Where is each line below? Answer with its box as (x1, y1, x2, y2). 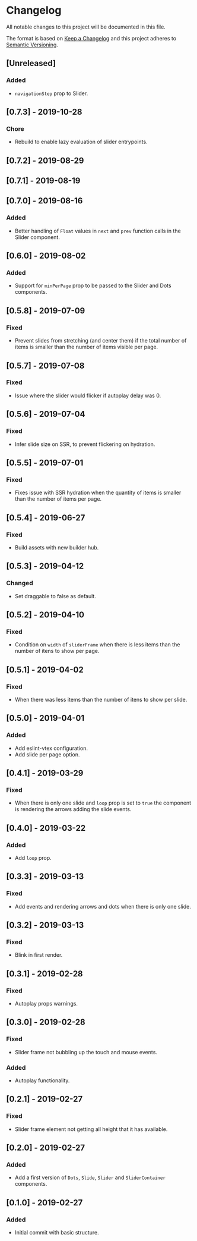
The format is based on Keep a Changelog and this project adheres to (6, 34, 177, 42)
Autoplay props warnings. (14, 1000, 78, 1007)
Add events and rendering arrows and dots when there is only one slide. (14, 903, 191, 910)
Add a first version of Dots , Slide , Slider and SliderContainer (14, 1174, 166, 1181)
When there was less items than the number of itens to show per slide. (14, 696, 188, 703)
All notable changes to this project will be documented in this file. (6, 23, 166, 30)
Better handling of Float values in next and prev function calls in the (14, 227, 181, 234)
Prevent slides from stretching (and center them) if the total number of (14, 337, 187, 344)
